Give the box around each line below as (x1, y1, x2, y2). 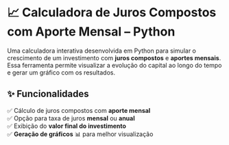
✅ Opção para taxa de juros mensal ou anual (7, 114, 135, 122)
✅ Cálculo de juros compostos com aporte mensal (7, 106, 151, 114)
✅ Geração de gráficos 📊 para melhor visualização (7, 130, 154, 138)
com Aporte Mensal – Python (7, 24, 176, 40)
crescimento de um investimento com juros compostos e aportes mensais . (7, 53, 221, 62)
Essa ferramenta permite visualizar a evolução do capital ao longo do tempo (7, 61, 222, 69)
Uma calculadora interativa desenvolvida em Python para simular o (7, 47, 197, 55)
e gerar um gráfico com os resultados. (7, 68, 115, 77)
